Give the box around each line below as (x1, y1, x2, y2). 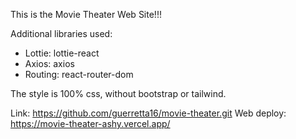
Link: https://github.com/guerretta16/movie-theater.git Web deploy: (10, 107, 287, 119)
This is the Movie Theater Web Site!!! (10, 9, 162, 20)
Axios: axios (24, 58, 75, 69)
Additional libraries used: (10, 28, 113, 39)
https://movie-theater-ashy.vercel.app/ (10, 118, 171, 129)
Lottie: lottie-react (24, 47, 100, 59)
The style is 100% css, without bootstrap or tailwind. (10, 88, 227, 99)
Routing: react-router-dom (24, 69, 134, 80)
